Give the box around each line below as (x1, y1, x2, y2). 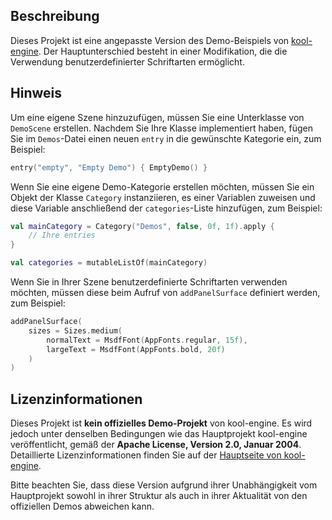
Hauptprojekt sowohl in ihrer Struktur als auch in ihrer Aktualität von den (10, 490, 308, 502)
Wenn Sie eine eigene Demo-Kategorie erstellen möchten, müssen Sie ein (10, 180, 315, 193)
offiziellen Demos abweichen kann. (10, 500, 155, 513)
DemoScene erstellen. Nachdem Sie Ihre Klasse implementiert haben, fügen (10, 122, 314, 134)
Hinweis (10, 85, 62, 102)
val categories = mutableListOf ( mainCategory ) (10, 258, 208, 268)
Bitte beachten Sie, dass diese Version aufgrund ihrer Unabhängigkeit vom (10, 479, 318, 491)
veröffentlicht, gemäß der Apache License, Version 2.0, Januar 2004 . (10, 439, 302, 451)
